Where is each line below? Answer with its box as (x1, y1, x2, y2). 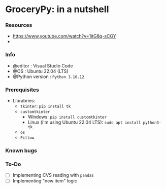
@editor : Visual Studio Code (12, 62, 73, 69)
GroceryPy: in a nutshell (5, 4, 109, 15)
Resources (5, 22, 32, 29)
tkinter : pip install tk (20, 103, 71, 109)
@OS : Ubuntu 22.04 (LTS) (12, 68, 69, 74)
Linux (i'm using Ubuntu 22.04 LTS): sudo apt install (27, 119, 141, 125)
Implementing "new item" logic (12, 178, 77, 184)
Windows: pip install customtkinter (27, 114, 107, 120)
